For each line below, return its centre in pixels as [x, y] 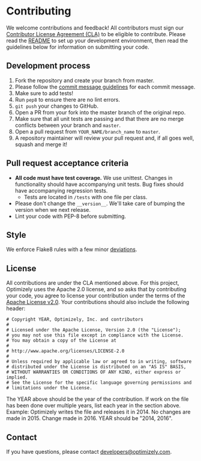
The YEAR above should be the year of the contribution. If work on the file [97, 399]
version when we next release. [53, 209]
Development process [48, 66]
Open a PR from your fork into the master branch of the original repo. [100, 112]
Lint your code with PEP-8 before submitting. [70, 216]
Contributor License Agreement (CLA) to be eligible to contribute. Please [96, 34]
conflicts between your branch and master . [68, 125]
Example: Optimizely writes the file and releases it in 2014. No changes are [98, 412]
